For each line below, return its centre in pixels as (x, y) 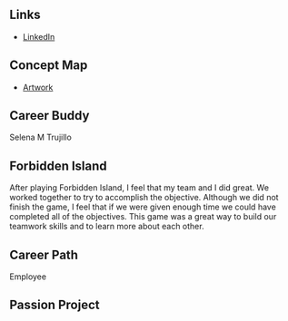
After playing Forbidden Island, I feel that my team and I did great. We (139, 188)
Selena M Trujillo (41, 137)
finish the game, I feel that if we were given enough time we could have (143, 207)
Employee (28, 277)
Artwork (38, 87)
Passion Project (55, 305)
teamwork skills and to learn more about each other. (107, 227)
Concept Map (49, 66)
